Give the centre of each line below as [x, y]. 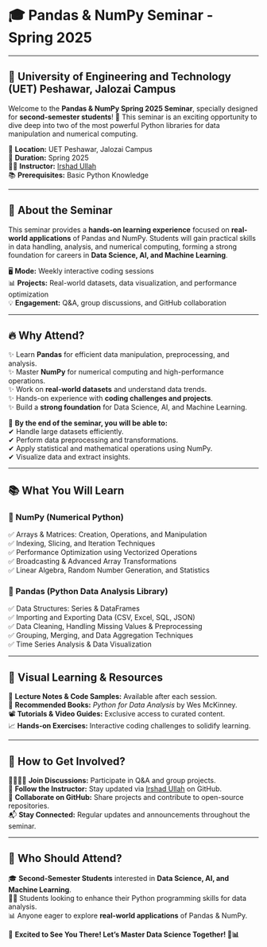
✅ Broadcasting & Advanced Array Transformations [93, 561]
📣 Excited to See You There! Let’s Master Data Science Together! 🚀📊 [124, 934]
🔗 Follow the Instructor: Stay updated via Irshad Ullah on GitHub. [115, 789]
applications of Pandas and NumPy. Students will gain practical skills [143, 238]
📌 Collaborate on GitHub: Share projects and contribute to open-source [126, 797]
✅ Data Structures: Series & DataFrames [74, 608]
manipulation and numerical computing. [73, 134]
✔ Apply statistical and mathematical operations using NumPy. [110, 448]
